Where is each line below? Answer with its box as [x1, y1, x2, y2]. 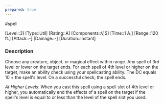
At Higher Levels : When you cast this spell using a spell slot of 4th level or [5, 84, 154, 90]
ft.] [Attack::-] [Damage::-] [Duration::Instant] [5, 35, 96, 41]
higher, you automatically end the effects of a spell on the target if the [5, 89, 146, 95]
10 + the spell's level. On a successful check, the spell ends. [5, 74, 126, 80]
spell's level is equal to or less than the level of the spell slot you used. [5, 94, 147, 100]
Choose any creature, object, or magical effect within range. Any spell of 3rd [5, 58, 160, 64]
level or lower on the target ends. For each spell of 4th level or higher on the [5, 64, 159, 70]
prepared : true [5, 7, 36, 12]
